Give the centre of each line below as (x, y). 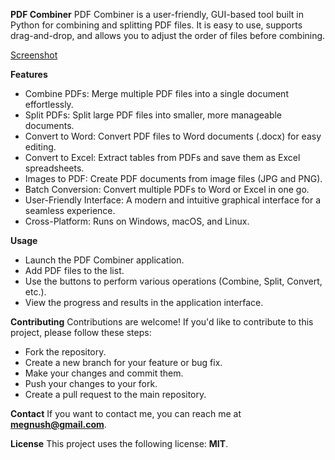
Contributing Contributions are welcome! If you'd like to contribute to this (162, 322)
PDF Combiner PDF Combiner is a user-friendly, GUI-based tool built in (157, 14)
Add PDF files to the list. (74, 270)
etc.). (35, 292)
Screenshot (34, 55)
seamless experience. (70, 210)
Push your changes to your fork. (91, 383)
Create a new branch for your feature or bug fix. (123, 362)
